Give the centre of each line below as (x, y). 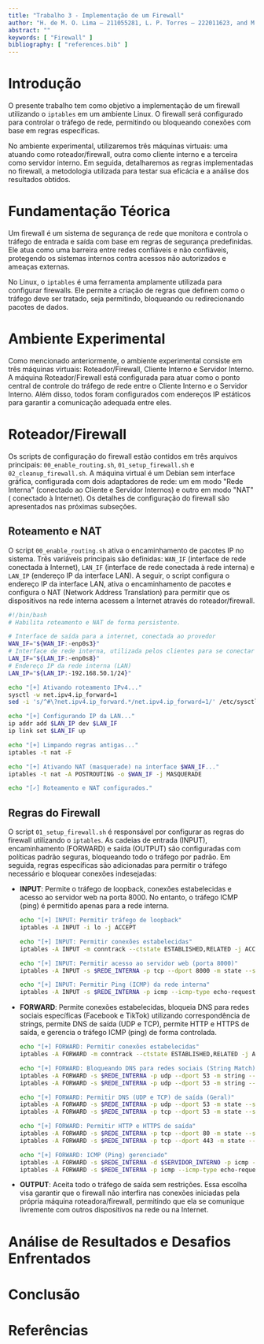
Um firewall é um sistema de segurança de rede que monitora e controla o (128, 233)
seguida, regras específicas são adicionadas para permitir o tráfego (118, 866)
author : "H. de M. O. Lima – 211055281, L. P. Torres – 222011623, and (128, 23)
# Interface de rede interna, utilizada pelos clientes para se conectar (132, 651)
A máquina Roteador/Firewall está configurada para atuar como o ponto (124, 377)
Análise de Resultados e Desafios (120, 1242)
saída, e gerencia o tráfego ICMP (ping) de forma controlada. (118, 1033)
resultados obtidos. (39, 180)
